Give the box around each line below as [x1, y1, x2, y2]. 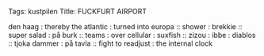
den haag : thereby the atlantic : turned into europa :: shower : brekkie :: [8, 22, 243, 31]
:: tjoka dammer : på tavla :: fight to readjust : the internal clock [8, 39, 212, 48]
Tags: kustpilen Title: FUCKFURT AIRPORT [8, 7, 147, 16]
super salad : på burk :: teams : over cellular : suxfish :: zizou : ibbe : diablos [8, 31, 256, 39]
